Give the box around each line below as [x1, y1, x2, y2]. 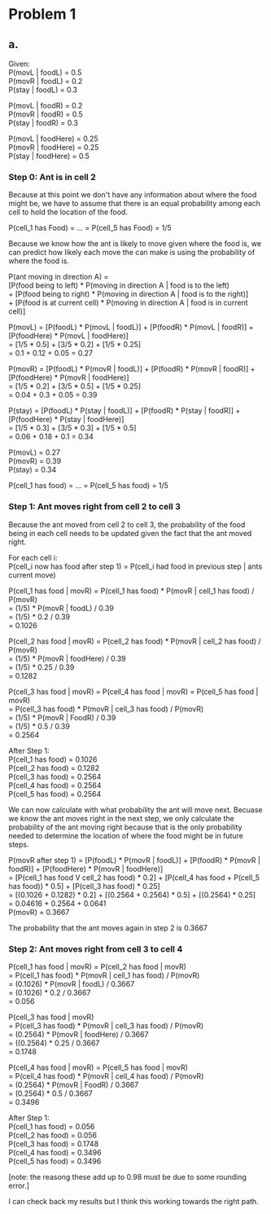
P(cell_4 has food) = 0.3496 [8, 1147, 102, 1157]
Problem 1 [8, 5, 76, 24]
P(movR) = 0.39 [8, 456, 62, 466]
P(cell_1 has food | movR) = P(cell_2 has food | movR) [8, 961, 187, 971]
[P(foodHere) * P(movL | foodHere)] [8, 331, 129, 341]
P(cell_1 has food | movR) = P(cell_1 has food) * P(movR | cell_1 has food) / [8, 586, 255, 596]
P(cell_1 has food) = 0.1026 [8, 754, 98, 764]
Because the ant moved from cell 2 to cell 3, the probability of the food [8, 519, 246, 530]
